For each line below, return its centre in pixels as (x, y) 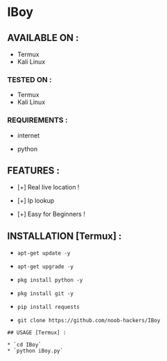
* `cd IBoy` (24, 345)
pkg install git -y (45, 294)
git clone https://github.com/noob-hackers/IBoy (89, 321)
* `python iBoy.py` (35, 351)
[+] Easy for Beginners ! (51, 214)
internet (28, 135)
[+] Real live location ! (48, 187)
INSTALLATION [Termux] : (64, 236)
